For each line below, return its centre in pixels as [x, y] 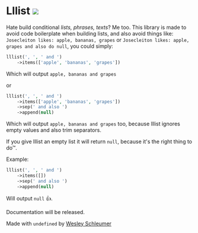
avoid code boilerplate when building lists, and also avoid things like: [90, 33]
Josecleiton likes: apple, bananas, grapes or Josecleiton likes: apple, [98, 40]
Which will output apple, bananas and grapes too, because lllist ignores [93, 124]
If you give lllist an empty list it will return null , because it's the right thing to [99, 142]
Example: [17, 159]
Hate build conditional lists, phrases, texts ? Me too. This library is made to [96, 27]
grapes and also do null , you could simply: [60, 46]
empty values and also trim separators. [54, 130]
